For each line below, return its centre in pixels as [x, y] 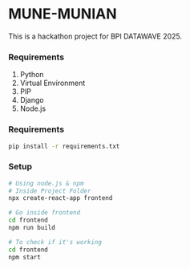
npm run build [32, 228]
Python [32, 75]
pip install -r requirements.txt [64, 146]
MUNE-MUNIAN [63, 14]
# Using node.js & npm [46, 183]
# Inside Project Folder [50, 191]
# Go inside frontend [44, 213]
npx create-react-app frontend [61, 198]
